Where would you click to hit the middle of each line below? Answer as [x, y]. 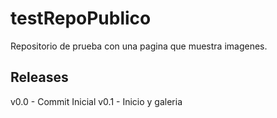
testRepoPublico [81, 18]
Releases [39, 77]
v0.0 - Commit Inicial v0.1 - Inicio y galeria [96, 101]
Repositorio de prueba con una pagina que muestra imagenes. [139, 46]
